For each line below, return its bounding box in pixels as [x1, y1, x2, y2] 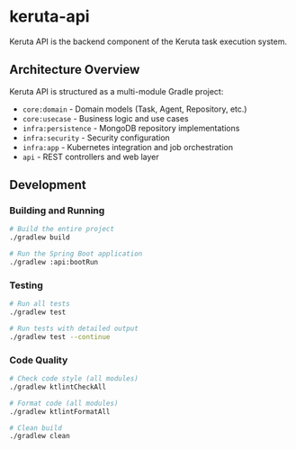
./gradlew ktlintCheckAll [9, 382, 106, 391]
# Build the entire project [9, 225, 115, 234]
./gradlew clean [9, 432, 70, 441]
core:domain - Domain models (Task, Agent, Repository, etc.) [22, 103, 247, 114]
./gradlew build [9, 233, 70, 242]
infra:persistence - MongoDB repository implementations [22, 122, 240, 133]
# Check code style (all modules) [9, 374, 139, 383]
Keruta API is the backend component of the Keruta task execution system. [9, 36, 288, 47]
